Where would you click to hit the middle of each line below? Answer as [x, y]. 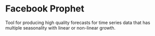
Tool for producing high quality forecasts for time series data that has [78, 22]
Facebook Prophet [45, 9]
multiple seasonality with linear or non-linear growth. [60, 27]
